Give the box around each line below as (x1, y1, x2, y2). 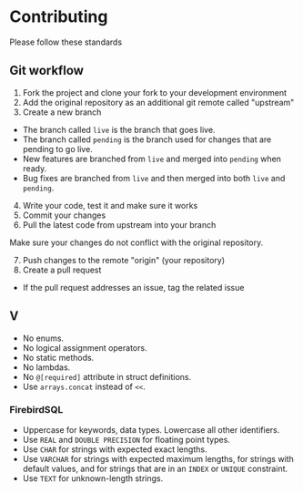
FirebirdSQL (9, 404, 64, 416)
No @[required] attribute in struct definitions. (22, 371, 192, 382)
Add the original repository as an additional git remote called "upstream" (22, 97, 295, 108)
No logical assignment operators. (22, 342, 147, 353)
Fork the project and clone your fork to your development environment (22, 87, 288, 98)
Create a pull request (22, 264, 102, 275)
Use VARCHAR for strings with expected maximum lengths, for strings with (22, 453, 294, 464)
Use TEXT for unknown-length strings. (22, 472, 164, 484)
